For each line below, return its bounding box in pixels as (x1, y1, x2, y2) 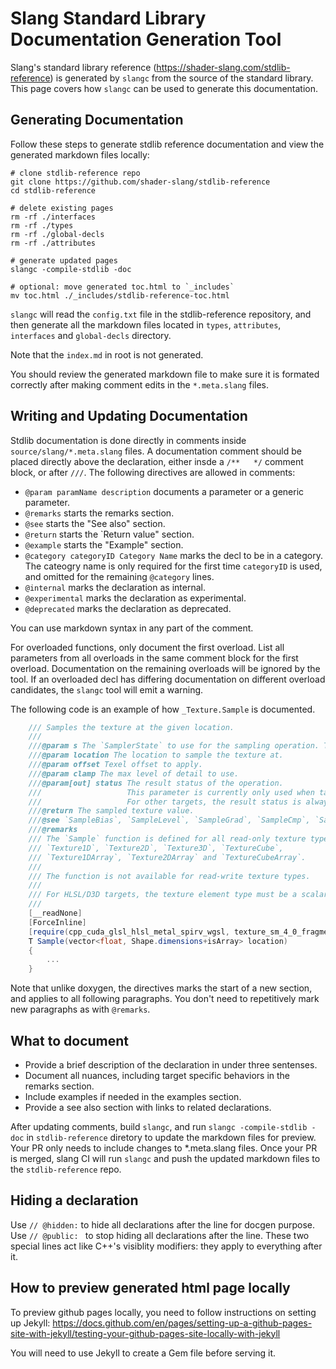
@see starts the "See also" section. (24, 517, 166, 529)
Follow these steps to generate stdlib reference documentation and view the (10, 138, 325, 150)
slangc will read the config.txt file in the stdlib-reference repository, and (10, 308, 312, 320)
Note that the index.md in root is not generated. (10, 348, 204, 361)
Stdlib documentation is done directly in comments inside (10, 434, 247, 446)
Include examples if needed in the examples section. (24, 1091, 242, 1102)
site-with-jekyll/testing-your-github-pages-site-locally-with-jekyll (10, 1327, 281, 1339)
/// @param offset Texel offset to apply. (28, 760, 203, 770)
